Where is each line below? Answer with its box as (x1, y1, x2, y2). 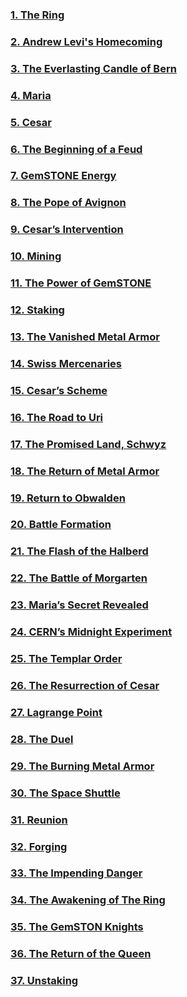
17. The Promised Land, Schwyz (10, 437, 167, 451)
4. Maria (10, 88, 52, 102)
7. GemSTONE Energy (10, 169, 117, 183)
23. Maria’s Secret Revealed (10, 598, 149, 612)
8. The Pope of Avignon (10, 196, 127, 210)
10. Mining (10, 249, 62, 263)
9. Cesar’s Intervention (10, 223, 124, 237)
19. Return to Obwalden (10, 491, 126, 505)
